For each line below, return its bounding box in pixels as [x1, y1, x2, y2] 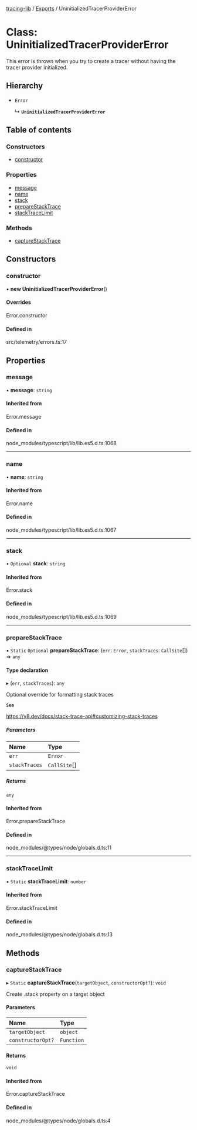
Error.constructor [6, 312, 48, 319]
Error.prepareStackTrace [6, 818, 66, 825]
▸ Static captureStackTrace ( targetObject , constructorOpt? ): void [6, 979, 166, 986]
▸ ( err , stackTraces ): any [6, 680, 64, 687]
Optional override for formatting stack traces [6, 691, 114, 698]
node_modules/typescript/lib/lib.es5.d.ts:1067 [6, 526, 117, 533]
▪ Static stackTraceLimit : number [6, 877, 87, 885]
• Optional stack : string [6, 560, 66, 567]
